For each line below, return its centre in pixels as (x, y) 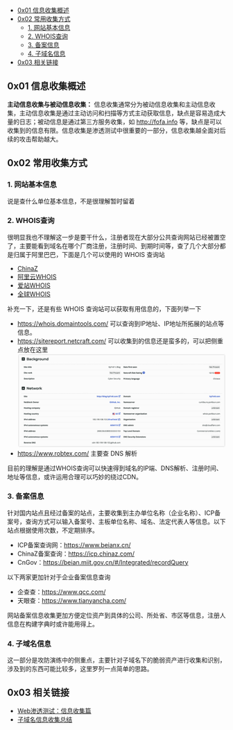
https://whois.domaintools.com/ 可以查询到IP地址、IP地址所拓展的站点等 (121, 323)
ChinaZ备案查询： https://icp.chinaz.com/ (76, 554)
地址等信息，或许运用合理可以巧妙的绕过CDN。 (75, 476)
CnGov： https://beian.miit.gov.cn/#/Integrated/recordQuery (103, 562)
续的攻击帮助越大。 (35, 139)
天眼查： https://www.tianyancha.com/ (72, 600)
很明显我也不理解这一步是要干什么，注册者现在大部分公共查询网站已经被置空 (116, 237)
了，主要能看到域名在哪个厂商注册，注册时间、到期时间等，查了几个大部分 (113, 246)
